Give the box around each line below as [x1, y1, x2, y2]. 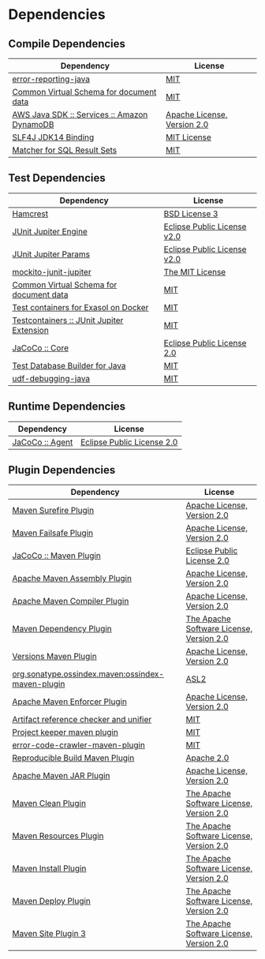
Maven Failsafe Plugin [12, 527, 93, 538]
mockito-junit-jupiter [12, 266, 92, 277]
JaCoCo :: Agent [12, 436, 73, 448]
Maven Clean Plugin [12, 798, 87, 809]
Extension [12, 324, 49, 335]
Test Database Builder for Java [12, 360, 126, 371]
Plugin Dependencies [8, 463, 116, 477]
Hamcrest [12, 208, 49, 219]
